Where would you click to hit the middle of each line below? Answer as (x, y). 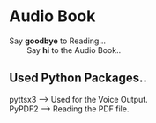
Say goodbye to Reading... (57, 41)
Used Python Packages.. (78, 78)
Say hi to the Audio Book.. (74, 50)
